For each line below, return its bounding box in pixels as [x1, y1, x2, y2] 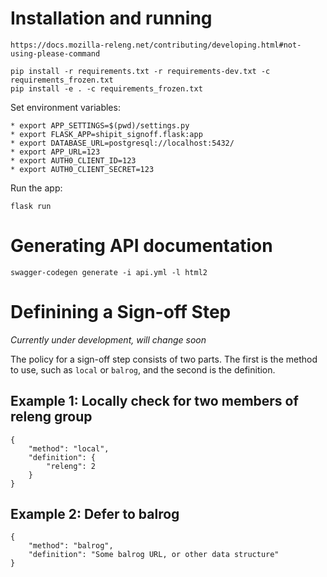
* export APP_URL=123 [10, 147, 101, 157]
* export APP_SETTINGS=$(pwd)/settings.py [10, 120, 190, 131]
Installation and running [10, 7, 213, 30]
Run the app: [10, 182, 63, 194]
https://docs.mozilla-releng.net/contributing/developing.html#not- [10, 40, 302, 50]
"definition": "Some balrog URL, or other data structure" [28, 550, 280, 560]
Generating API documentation [10, 235, 273, 257]
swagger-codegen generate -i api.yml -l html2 [10, 267, 208, 277]
